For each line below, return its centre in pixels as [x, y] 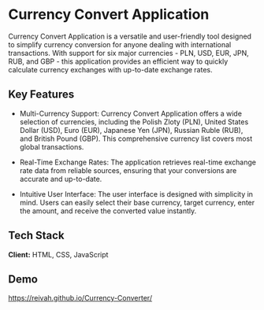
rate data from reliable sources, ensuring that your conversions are [128, 170]
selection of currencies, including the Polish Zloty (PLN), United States [134, 122]
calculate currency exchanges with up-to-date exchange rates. [110, 69]
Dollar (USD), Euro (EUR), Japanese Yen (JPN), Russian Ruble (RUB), [131, 130]
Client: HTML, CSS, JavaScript [58, 254]
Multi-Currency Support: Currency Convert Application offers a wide [131, 113]
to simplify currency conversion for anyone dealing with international [120, 44]
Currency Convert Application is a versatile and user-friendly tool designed [130, 36]
